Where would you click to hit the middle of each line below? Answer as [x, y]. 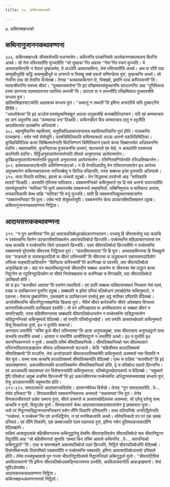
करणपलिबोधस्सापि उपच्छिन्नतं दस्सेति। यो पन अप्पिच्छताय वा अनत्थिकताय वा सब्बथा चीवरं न [78, 308]
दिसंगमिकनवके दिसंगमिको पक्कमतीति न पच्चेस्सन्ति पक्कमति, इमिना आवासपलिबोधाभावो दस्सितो [80, 451]
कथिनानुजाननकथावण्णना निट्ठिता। [32, 205]
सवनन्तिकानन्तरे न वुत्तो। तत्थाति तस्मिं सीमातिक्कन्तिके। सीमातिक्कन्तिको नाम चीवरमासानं [76, 342]
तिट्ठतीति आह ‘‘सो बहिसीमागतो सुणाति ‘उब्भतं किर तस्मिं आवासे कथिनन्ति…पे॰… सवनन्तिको [77, 439]
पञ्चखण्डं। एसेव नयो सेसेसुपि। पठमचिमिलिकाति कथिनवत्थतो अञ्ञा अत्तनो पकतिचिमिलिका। [79, 137]
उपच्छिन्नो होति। [18, 280]
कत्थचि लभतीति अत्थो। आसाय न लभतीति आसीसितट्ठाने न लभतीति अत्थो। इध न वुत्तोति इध [78, 336]
